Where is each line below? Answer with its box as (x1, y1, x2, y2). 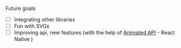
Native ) (13, 36, 33, 43)
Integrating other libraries (13, 16, 75, 23)
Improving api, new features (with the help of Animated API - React (13, 29, 175, 36)
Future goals (5, 5, 36, 12)
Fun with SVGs (13, 23, 50, 29)
